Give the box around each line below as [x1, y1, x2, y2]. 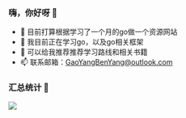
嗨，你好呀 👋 [8, 6, 58, 18]
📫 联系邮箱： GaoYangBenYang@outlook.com [19, 57, 173, 67]
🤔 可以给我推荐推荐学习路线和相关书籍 [19, 47, 148, 57]
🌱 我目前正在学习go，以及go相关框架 [19, 37, 144, 47]
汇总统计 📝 [8, 82, 50, 94]
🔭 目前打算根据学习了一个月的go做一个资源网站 [19, 27, 178, 37]
